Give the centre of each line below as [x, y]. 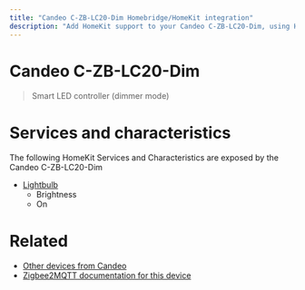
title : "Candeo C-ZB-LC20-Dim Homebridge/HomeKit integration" [132, 18]
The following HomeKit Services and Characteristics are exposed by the [144, 158]
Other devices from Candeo [74, 266]
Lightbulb [40, 185]
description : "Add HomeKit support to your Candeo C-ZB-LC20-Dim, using [150, 26]
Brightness [56, 195]
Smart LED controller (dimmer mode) [100, 96]
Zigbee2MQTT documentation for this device [107, 275]
